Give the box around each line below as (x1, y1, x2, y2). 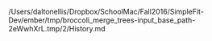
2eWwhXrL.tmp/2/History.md (8, 24, 106, 33)
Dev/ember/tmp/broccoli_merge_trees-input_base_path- (8, 15, 196, 25)
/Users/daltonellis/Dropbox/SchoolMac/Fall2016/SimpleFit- (8, 7, 204, 16)
